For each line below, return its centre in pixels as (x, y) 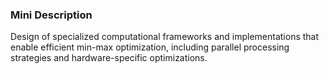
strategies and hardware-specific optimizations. (109, 58)
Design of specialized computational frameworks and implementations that (165, 37)
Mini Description (51, 15)
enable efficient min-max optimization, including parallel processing (150, 47)
